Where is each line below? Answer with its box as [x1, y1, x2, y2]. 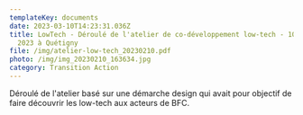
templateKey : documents [9, 13, 99, 22]
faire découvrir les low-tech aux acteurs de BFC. [9, 97, 190, 108]
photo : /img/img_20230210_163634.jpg [9, 55, 151, 64]
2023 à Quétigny [17, 38, 78, 48]
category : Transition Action [9, 64, 119, 73]
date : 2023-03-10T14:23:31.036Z [9, 22, 131, 31]
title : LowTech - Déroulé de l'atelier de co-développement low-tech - [9, 30, 284, 39]
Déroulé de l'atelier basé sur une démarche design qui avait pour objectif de [9, 87, 292, 99]
